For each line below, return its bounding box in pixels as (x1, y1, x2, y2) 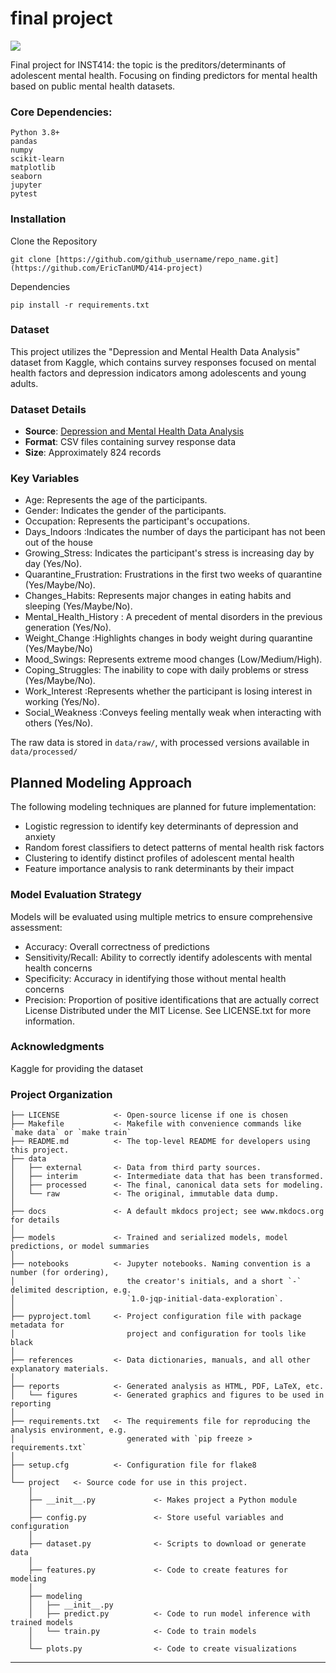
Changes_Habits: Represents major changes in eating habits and (24, 590, 292, 602)
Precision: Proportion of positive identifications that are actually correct (24, 993, 320, 1006)
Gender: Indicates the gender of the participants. (24, 505, 227, 517)
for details (10, 1215, 60, 1226)
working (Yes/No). (24, 696, 100, 708)
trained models (10, 1618, 74, 1628)
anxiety (24, 831, 56, 843)
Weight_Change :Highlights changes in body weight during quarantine (24, 632, 313, 644)
